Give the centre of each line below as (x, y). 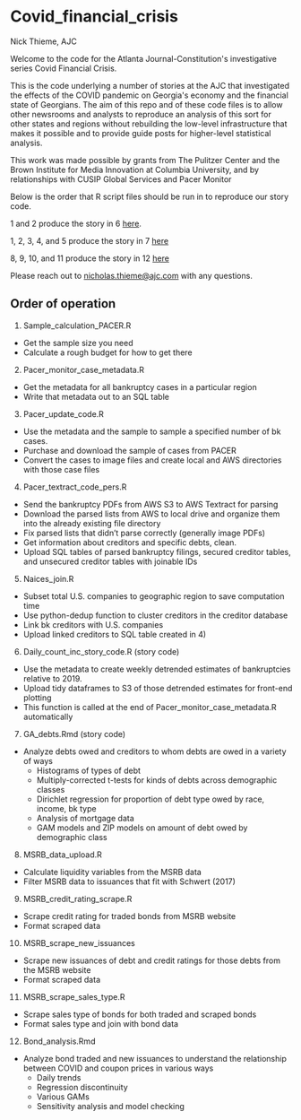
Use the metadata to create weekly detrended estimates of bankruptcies (157, 669)
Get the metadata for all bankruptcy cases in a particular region (140, 386)
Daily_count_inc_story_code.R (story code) (101, 651)
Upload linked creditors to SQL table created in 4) (115, 634)
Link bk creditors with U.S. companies (93, 624)
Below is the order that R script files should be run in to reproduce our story (150, 196)
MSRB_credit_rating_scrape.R (77, 899)
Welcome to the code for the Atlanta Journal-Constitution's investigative (143, 58)
